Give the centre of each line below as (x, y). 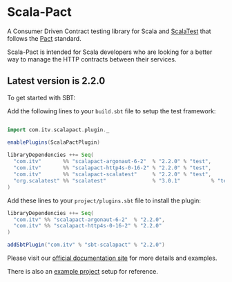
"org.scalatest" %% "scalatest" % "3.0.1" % (114, 180)
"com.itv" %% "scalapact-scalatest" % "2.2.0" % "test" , (113, 174)
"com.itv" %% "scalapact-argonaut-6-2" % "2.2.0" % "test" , (113, 162)
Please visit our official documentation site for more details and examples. (112, 258)
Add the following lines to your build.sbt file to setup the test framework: (112, 111)
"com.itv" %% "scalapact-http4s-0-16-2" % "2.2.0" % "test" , (113, 168)
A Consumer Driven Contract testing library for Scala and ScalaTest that (109, 31)
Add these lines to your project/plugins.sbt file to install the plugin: (104, 200)
